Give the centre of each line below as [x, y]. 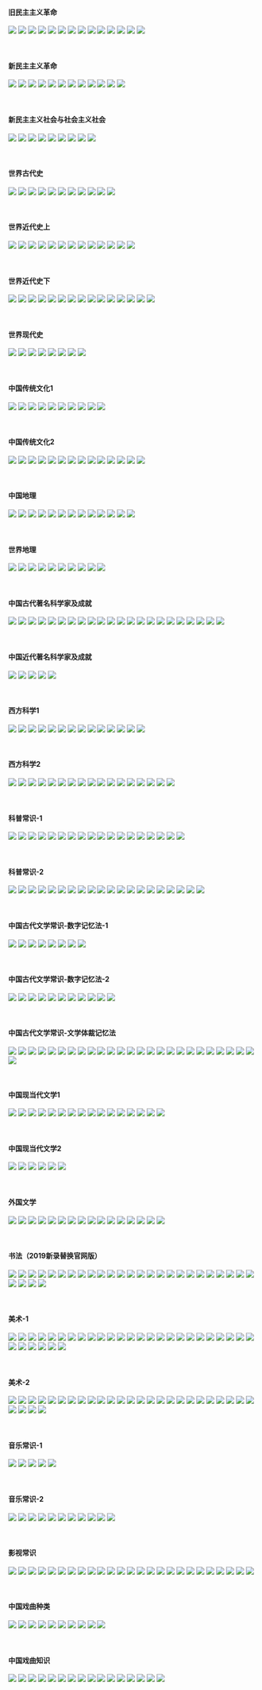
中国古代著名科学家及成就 [50, 603]
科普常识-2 [26, 872]
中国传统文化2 [31, 442]
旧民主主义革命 [33, 12]
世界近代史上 [29, 227]
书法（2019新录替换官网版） [55, 1256]
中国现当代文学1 [35, 1094]
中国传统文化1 [31, 389]
